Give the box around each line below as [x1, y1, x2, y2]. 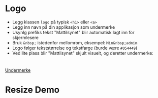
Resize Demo [5, 84, 60, 96]
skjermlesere [12, 35, 39, 40]
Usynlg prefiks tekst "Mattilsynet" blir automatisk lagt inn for [12, 29, 135, 35]
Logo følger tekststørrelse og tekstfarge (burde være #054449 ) [12, 45, 138, 51]
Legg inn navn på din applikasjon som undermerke [12, 24, 115, 30]
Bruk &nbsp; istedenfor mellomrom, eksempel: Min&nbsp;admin [12, 39, 138, 45]
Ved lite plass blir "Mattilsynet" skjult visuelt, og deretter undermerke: [12, 50, 154, 56]
